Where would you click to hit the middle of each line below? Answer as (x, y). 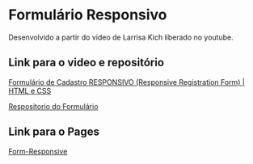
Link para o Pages (54, 132)
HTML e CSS (30, 90)
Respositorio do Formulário (53, 106)
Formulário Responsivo (88, 15)
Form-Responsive (38, 151)
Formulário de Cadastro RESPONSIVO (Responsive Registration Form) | (126, 82)
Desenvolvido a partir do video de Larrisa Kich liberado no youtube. (121, 37)
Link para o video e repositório (86, 63)
